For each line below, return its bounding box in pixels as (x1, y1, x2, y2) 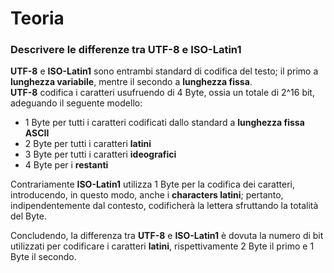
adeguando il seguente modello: (10, 97, 143, 109)
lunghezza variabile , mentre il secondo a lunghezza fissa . (10, 76, 253, 88)
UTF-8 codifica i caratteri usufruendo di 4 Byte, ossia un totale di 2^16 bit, (10, 87, 315, 99)
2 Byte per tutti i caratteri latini (24, 138, 152, 150)
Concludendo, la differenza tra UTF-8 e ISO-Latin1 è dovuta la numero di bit (10, 230, 324, 242)
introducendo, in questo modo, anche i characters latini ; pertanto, (10, 189, 284, 201)
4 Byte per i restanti (24, 159, 109, 171)
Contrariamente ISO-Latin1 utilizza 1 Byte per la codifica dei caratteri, (10, 178, 295, 191)
